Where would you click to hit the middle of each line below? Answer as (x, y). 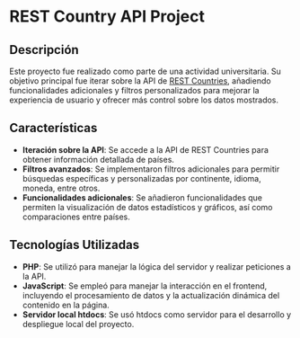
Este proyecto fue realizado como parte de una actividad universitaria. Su (145, 71)
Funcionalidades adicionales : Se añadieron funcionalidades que (142, 197)
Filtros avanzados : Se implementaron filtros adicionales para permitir (151, 169)
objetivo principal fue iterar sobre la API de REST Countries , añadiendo (140, 81)
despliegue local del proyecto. (78, 324)
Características (53, 128)
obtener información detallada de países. (98, 159)
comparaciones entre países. (76, 217)
